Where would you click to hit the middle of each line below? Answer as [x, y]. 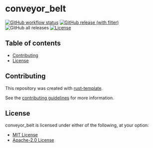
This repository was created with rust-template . [54, 88]
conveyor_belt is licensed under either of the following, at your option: [77, 125]
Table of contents [33, 43]
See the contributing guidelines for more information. [60, 98]
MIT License [25, 135]
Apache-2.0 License [33, 140]
